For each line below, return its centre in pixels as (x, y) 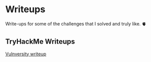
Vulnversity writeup (26, 54)
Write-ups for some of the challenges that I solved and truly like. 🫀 (76, 23)
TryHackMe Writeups (40, 42)
